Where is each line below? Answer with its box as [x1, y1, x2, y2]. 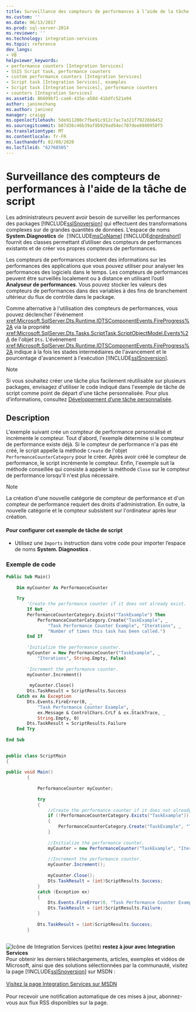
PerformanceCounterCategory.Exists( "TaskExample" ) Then [27, 612, 166, 618]
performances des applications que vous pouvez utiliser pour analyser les [6, 263, 184, 270]
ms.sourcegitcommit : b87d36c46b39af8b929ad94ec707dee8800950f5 [6, 123, 163, 129]
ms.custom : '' [6, 14, 41, 20]
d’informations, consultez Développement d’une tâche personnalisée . [6, 396, 173, 403]
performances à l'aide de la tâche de [6, 182, 187, 195]
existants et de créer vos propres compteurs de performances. [6, 245, 157, 252]
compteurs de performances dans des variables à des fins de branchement [6, 287, 188, 294]
